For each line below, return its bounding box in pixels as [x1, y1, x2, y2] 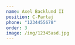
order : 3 [6, 25, 28, 31]
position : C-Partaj [6, 14, 54, 20]
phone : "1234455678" [6, 19, 57, 25]
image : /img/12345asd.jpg [6, 30, 69, 36]
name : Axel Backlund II [6, 8, 64, 15]
